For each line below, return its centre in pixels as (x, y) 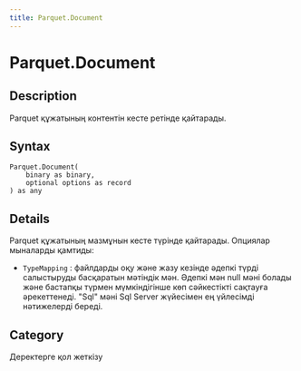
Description (43, 96)
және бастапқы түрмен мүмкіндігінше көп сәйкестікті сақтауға (145, 288)
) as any (26, 191)
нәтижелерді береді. (63, 307)
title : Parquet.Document (56, 18)
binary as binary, (60, 175)
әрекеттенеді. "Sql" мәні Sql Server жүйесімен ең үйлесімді (138, 297)
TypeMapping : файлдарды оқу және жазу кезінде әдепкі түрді (141, 268)
